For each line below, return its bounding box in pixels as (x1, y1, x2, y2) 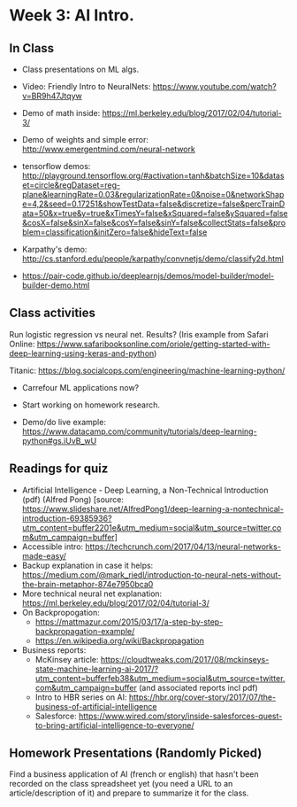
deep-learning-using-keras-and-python (9, 347, 155, 359)
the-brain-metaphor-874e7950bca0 (21, 578, 154, 589)
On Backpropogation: (21, 607, 100, 617)
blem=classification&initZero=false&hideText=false (21, 227, 208, 237)
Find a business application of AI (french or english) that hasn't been (9, 769, 259, 780)
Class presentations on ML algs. (21, 64, 140, 74)
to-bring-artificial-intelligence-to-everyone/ (34, 719, 194, 731)
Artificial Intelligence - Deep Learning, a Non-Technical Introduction (21, 485, 269, 495)
